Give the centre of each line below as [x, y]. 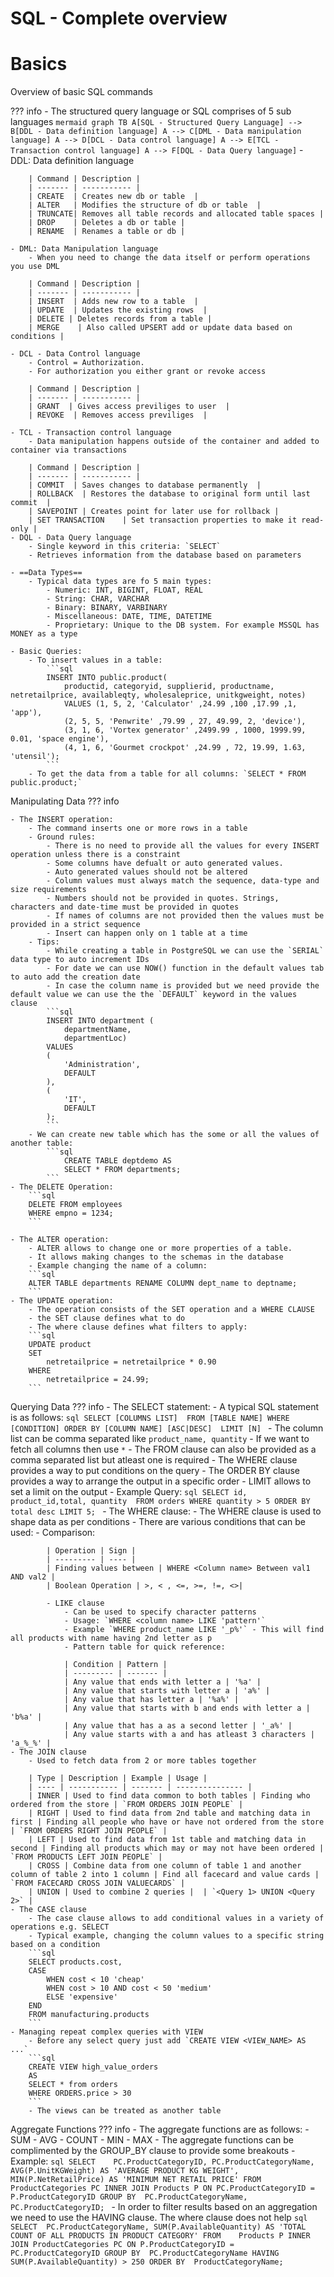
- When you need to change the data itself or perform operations [169, 258]
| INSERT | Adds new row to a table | [113, 302]
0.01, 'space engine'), [60, 739]
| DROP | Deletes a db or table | [107, 223]
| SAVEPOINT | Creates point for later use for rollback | [154, 512]
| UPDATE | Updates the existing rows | [118, 310]
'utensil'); [35, 757]
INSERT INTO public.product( [107, 678]
